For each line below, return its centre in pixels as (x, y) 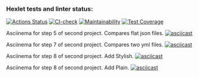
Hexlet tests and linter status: (50, 9)
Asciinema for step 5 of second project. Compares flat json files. (85, 33)
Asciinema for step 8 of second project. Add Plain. (68, 68)
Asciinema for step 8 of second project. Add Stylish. (70, 56)
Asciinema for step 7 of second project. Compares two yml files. (85, 45)
